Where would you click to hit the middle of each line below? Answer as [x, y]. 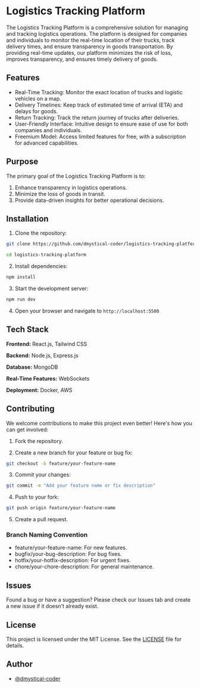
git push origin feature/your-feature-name [61, 508]
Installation [27, 219]
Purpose [22, 162]
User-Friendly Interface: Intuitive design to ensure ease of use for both [101, 124]
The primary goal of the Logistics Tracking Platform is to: [76, 176]
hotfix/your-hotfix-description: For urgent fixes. [73, 561]
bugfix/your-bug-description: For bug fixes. [68, 554]
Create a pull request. [41, 519]
